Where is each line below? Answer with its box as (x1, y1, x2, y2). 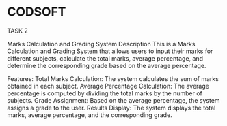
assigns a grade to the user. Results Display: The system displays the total (7, 104, 216, 112)
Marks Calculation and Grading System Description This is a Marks (7, 40, 196, 48)
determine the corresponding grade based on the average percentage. (7, 61, 206, 69)
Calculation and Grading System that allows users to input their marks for (7, 47, 213, 55)
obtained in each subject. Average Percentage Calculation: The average (7, 82, 210, 90)
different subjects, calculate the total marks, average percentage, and (7, 54, 204, 62)
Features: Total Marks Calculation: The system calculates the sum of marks (7, 74, 219, 82)
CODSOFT (7, 4, 66, 20)
